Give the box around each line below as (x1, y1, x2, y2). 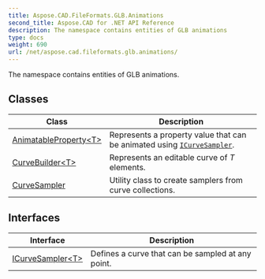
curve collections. (109, 184, 176, 195)
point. (90, 258, 112, 269)
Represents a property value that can (109, 129, 247, 140)
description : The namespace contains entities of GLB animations (8, 26, 227, 34)
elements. (109, 162, 146, 173)
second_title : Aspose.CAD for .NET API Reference (8, 19, 175, 27)
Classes (8, 92, 49, 106)
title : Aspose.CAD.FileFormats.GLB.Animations (8, 11, 164, 20)
